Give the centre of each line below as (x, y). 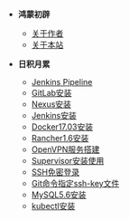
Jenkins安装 (54, 115)
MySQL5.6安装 (59, 195)
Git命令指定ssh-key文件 (75, 183)
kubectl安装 (53, 206)
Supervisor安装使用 (68, 161)
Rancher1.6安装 (60, 138)
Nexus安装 (51, 104)
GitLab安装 (51, 93)
